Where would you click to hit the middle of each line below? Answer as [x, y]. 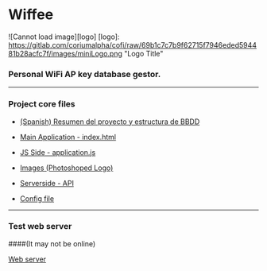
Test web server [40, 226]
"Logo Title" [144, 53]
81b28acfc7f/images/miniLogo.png [66, 53]
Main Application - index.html [68, 137]
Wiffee [31, 15]
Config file [37, 198]
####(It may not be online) [52, 243]
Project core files [42, 104]
